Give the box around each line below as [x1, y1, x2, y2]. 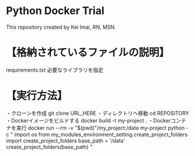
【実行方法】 [6, 89, 68, 103]
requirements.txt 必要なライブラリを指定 [6, 66, 104, 73]
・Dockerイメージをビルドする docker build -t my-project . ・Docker [6, 117, 171, 124]
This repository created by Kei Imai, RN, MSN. [6, 23, 116, 30]
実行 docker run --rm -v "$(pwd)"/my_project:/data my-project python [16, 124, 185, 131]
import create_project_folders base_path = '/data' [6, 137, 126, 144]
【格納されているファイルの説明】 [6, 46, 170, 59]
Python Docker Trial [6, 4, 105, 18]
